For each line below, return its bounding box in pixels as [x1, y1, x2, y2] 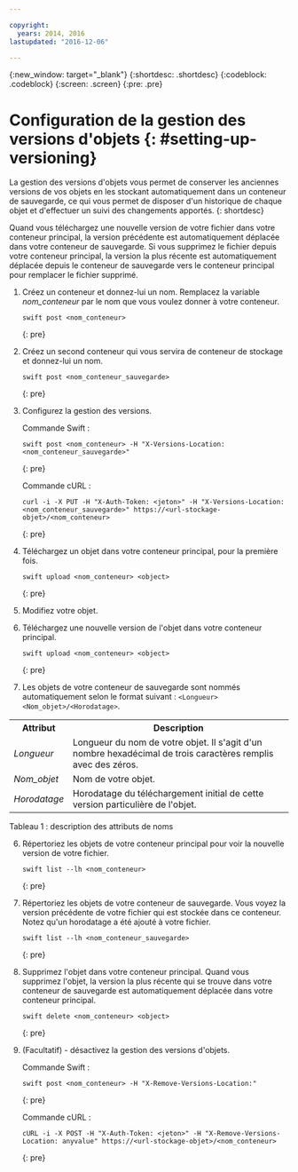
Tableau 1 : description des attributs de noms [9, 821, 174, 832]
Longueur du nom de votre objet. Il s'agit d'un [72, 736, 263, 748]
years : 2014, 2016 [17, 28, 86, 38]
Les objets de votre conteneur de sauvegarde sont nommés [21, 682, 241, 693]
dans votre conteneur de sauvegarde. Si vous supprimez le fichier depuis [9, 242, 277, 252]
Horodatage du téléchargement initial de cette [72, 788, 264, 800]
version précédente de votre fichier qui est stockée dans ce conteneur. [21, 907, 282, 918]
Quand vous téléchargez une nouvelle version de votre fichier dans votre [9, 223, 276, 234]
